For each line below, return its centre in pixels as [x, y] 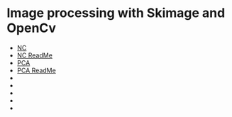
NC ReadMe [34, 55]
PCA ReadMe [36, 70]
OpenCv [32, 28]
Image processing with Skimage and [116, 13]
